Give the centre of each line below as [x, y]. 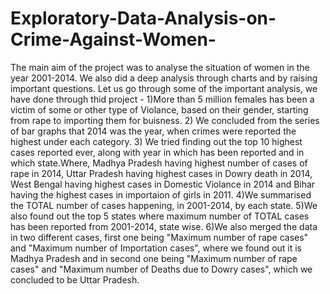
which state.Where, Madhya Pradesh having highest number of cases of [159, 163]
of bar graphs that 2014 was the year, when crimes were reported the [153, 131]
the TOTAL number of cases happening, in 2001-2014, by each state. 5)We [164, 205]
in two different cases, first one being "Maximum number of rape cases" [159, 237]
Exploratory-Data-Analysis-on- [143, 18]
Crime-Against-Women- [113, 39]
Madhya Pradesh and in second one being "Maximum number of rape [154, 258]
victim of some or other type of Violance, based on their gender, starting [159, 109]
